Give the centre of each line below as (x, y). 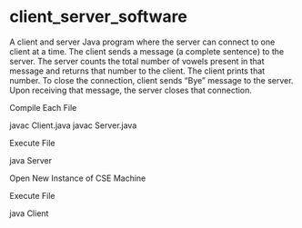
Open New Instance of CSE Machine (78, 178)
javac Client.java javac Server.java (73, 125)
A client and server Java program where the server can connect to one (142, 42)
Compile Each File (43, 107)
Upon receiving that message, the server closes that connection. (131, 90)
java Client (29, 213)
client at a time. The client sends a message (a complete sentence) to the (147, 51)
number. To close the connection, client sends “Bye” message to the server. (151, 80)
